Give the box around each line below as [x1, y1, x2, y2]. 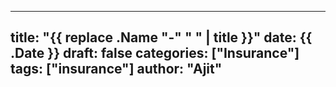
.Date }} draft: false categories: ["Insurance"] [10, 45, 300, 62]
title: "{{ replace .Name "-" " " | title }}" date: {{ [10, 29, 313, 46]
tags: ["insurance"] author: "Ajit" [10, 61, 223, 78]
